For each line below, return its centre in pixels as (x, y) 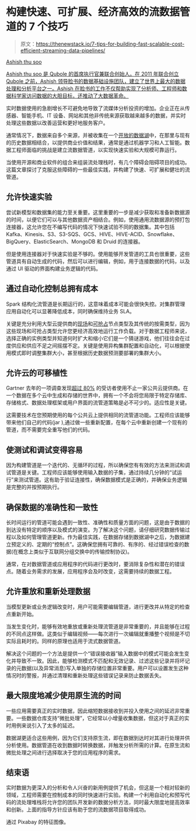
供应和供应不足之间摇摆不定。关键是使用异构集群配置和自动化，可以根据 (98, 345)
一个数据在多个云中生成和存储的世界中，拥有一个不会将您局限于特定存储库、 (98, 396)
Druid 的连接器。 (123, 241)
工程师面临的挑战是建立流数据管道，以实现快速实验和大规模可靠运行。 (95, 150)
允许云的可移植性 (37, 373)
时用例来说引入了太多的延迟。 (42, 725)
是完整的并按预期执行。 (34, 487)
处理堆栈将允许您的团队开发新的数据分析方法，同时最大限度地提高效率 (106, 802)
